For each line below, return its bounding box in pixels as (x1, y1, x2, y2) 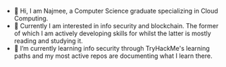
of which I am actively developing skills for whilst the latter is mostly (13, 29, 211, 37)
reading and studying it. (13, 37, 83, 45)
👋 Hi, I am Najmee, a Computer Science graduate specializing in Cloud (13, 7, 218, 15)
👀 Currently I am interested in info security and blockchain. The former (13, 22, 219, 30)
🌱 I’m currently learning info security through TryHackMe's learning (13, 44, 210, 52)
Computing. (13, 14, 49, 23)
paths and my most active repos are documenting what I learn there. (13, 51, 213, 60)
